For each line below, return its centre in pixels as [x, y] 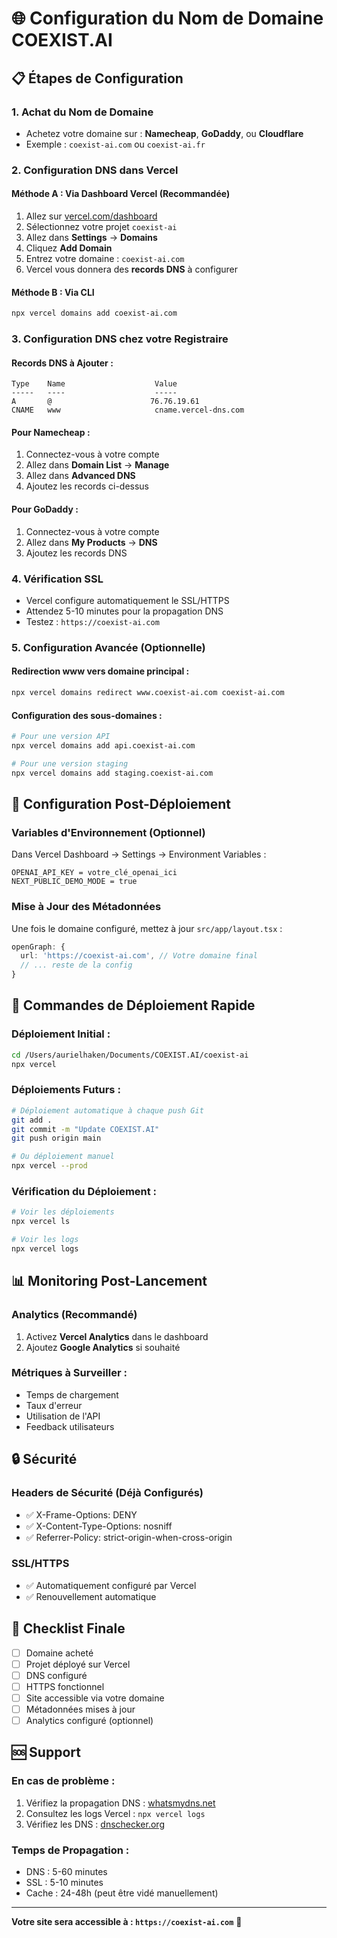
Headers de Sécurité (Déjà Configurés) [107, 1493]
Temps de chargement [72, 1394]
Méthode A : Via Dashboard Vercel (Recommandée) [121, 194]
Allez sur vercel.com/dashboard [91, 216]
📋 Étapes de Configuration [97, 78]
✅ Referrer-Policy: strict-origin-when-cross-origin [129, 1537]
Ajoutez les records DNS [76, 553]
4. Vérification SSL [57, 579]
